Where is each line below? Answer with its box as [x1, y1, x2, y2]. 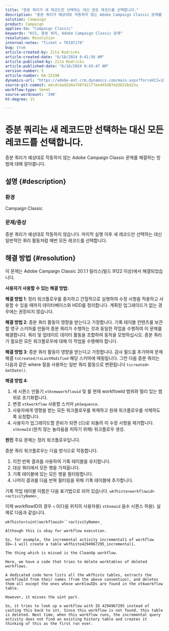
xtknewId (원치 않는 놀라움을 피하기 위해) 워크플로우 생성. [12, 426, 125, 432]
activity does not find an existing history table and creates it [5, 616, 147, 621]
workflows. [5, 563, 28, 568]
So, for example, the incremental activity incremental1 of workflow [5, 537, 154, 542]
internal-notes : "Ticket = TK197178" [5, 40, 84, 45]
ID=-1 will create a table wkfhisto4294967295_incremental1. [5, 541, 136, 547]
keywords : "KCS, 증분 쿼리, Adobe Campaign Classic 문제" [5, 31, 123, 36]
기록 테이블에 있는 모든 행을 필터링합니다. [12, 470, 94, 477]
